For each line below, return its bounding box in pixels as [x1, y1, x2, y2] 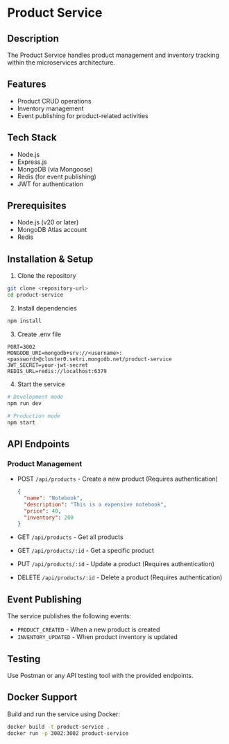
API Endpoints [7, 438, 70, 449]
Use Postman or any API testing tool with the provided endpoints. [7, 671, 194, 679]
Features [7, 78, 46, 90]
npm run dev [7, 399, 42, 407]
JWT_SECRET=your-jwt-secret [7, 361, 89, 369]
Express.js [17, 158, 47, 166]
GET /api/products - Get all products [17, 533, 124, 541]
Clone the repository [17, 272, 76, 280]
